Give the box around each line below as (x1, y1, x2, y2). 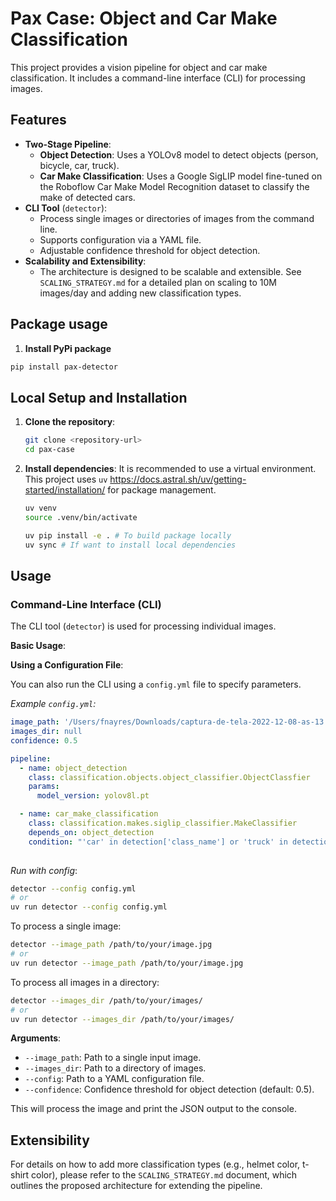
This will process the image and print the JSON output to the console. (10, 1103, 297, 1115)
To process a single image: (10, 920, 122, 932)
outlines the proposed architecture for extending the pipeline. (10, 1180, 263, 1192)
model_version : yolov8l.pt (36, 791, 150, 801)
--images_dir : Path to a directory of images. (24, 1062, 207, 1074)
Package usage (10, 316, 108, 333)
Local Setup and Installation (10, 389, 188, 406)
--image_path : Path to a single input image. (24, 1052, 202, 1064)
